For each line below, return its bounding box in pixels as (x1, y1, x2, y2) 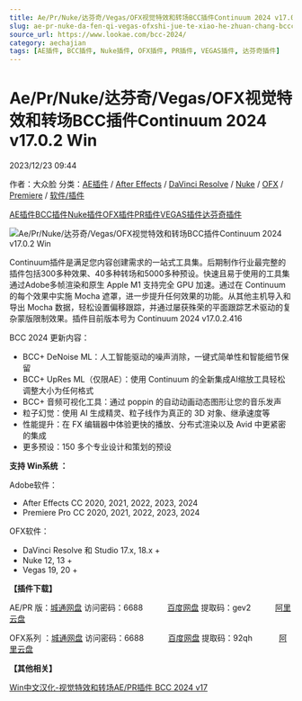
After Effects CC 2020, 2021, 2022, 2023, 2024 (22, 498, 199, 508)
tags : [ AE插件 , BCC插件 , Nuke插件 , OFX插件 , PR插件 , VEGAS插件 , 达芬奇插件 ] (9, 47, 280, 56)
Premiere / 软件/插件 (9, 190, 85, 201)
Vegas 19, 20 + (22, 564, 78, 576)
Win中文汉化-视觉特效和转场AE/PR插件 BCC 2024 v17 (9, 682, 209, 693)
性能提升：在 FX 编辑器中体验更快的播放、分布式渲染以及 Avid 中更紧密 (22, 419, 286, 430)
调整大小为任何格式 (22, 385, 94, 396)
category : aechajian (9, 38, 87, 48)
